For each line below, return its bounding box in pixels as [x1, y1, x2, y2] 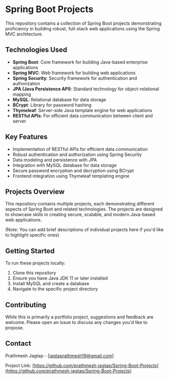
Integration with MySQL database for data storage [12, 162, 117, 168]
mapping [12, 91, 31, 97]
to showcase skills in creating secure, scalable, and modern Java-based [5, 211, 155, 218]
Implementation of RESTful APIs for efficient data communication [12, 146, 148, 152]
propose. [5, 324, 24, 331]
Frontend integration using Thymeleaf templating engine [12, 173, 130, 179]
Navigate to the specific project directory [12, 286, 98, 292]
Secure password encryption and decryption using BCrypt [12, 168, 134, 174]
